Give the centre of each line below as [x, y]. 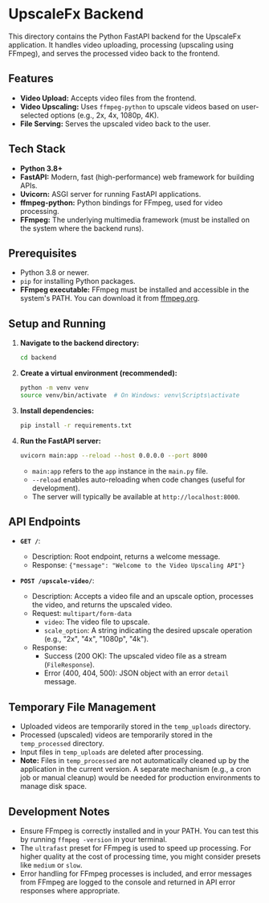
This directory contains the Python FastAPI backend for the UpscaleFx [125, 36]
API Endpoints [45, 521]
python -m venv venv [54, 388]
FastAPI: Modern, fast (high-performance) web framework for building [137, 177]
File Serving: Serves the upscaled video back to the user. [115, 123]
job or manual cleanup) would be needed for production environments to [140, 778]
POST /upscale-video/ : [57, 581]
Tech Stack [37, 149]
